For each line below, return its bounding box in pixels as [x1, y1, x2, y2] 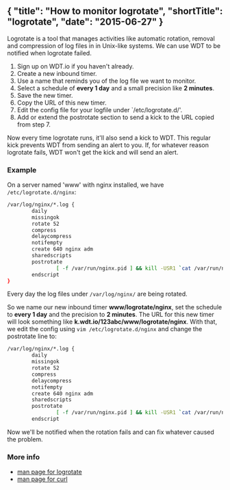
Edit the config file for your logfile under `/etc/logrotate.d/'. [16, 105, 183, 114]
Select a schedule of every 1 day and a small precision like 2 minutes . [16, 83, 215, 92]
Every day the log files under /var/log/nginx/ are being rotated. [7, 290, 188, 298]
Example [7, 165, 37, 175]
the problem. [7, 435, 43, 443]
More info [7, 452, 40, 461]
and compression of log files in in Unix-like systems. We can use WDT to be [7, 41, 221, 50]
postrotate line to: [7, 332, 57, 341]
